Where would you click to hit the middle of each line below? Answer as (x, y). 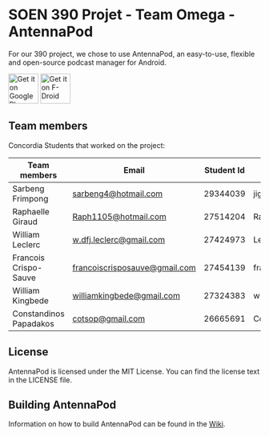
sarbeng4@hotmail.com (118, 194)
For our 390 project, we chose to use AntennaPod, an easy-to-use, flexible (132, 54)
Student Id (225, 170)
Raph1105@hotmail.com (119, 216)
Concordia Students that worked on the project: (87, 145)
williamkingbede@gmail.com (126, 295)
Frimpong (30, 198)
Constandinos (39, 314)
